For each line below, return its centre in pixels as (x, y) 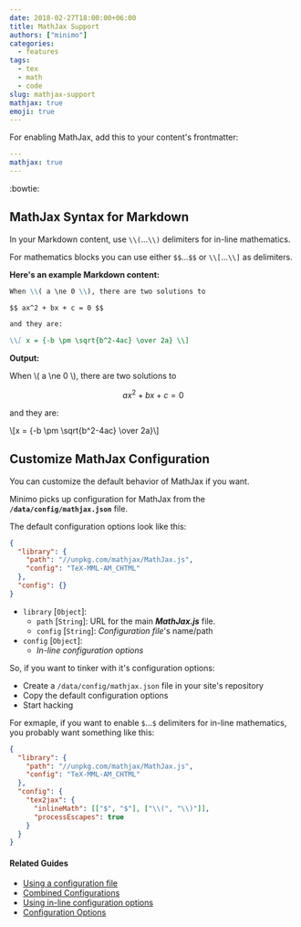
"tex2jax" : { (51, 800)
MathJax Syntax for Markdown (99, 217)
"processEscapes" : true (79, 817)
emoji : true (32, 111)
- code (30, 86)
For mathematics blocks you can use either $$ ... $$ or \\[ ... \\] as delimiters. (151, 257)
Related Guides (39, 863)
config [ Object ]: (52, 640)
